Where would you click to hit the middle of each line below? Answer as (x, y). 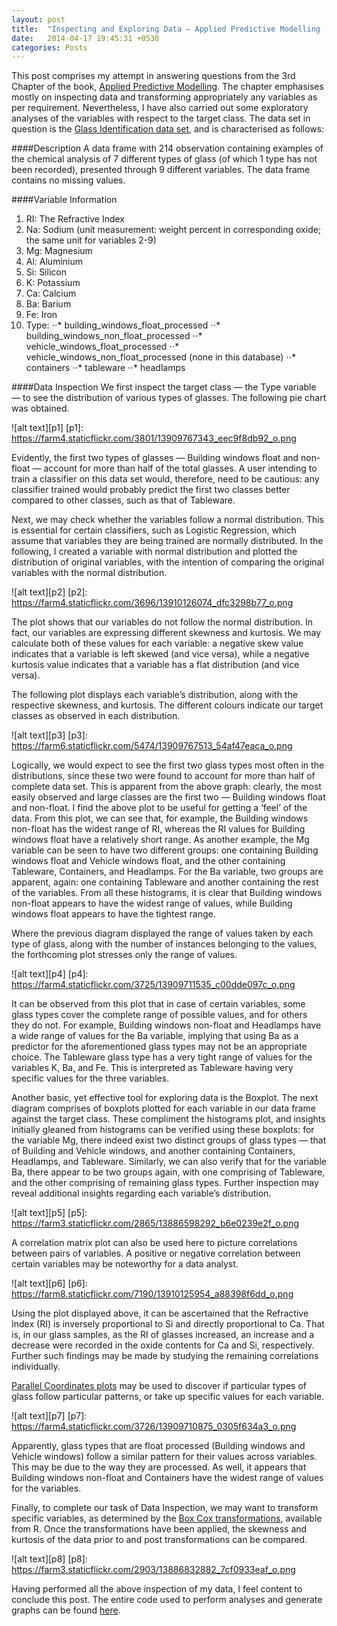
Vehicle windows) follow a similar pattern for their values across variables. (164, 1457)
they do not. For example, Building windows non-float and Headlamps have (166, 1025)
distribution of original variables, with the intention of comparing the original (167, 562)
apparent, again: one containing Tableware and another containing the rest (165, 882)
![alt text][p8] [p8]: (49, 1559)
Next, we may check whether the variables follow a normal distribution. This (167, 520)
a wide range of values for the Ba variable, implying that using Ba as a (155, 1036)
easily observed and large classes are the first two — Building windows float (168, 797)
